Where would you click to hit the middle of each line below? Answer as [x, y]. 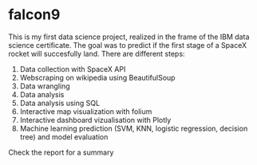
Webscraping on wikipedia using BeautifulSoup [97, 77]
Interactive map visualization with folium [86, 111]
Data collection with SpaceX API [73, 69]
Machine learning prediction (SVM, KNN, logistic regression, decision [134, 128]
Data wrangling [45, 86]
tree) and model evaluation [64, 136]
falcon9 [34, 15]
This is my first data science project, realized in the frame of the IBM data [129, 37]
